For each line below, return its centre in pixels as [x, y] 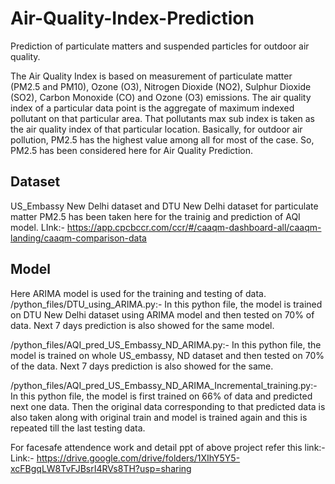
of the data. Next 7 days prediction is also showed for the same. [142, 366]
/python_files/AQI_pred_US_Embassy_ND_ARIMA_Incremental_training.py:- [164, 385]
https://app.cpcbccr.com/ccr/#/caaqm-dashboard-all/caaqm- [194, 227]
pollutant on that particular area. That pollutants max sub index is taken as [162, 118]
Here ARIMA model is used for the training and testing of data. [138, 293]
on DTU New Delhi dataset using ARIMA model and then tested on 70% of [162, 314]
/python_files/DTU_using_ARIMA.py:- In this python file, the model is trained [166, 304]
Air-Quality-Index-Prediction [132, 18]
